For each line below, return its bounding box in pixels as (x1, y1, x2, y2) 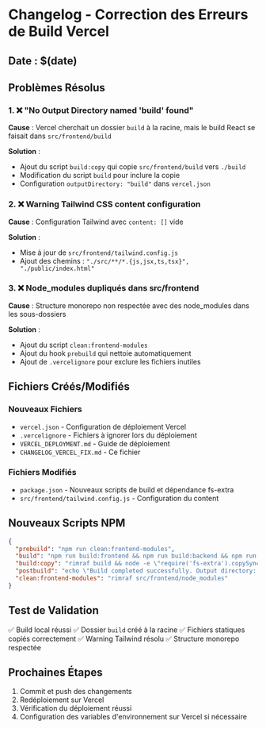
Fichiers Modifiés (8, 467, 77, 478)
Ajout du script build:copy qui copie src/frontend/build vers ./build (19, 162, 246, 172)
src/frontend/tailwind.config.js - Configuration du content (19, 493, 219, 503)
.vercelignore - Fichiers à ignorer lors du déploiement (19, 430, 198, 440)
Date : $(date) (8, 54, 78, 67)
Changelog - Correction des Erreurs (8, 6, 249, 24)
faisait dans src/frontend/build (8, 131, 112, 141)
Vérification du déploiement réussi (19, 704, 132, 713)
